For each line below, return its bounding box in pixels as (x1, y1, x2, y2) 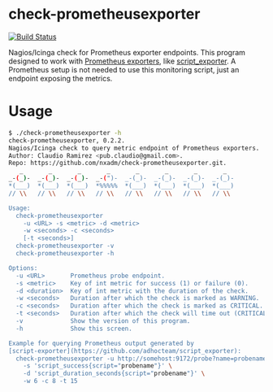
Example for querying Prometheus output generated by (8, 339, 195, 347)
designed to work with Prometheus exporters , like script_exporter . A (8, 56, 236, 66)
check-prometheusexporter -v (15, 242, 115, 250)
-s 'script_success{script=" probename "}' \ (23, 362, 173, 370)
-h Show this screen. (15, 324, 132, 333)
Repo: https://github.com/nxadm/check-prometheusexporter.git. (8, 159, 227, 168)
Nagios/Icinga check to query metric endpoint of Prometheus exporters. (8, 144, 260, 152)
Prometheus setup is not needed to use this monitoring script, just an (8, 64, 240, 74)
